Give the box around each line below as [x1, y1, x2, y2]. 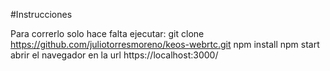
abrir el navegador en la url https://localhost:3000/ [10, 49, 219, 61]
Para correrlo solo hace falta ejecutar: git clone [10, 28, 205, 39]
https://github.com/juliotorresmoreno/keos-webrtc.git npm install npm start [10, 39, 320, 50]
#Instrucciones [10, 9, 73, 20]
